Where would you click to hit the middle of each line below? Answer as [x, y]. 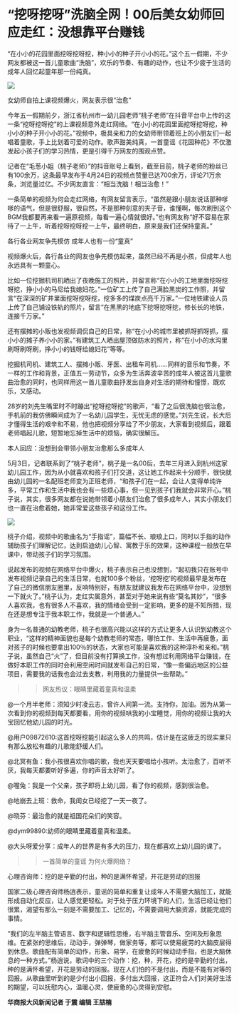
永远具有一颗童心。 [36, 265]
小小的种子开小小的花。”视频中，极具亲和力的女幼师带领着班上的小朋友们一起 [119, 133]
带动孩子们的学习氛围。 [60, 554]
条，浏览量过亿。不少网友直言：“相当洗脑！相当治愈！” [88, 183]
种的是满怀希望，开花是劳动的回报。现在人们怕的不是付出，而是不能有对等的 [119, 969]
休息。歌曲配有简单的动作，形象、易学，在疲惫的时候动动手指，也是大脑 [119, 951]
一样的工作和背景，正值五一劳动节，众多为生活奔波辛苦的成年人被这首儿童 [116, 373]
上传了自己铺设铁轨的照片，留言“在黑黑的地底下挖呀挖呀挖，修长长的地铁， [118, 307]
